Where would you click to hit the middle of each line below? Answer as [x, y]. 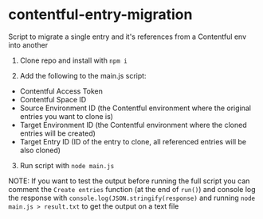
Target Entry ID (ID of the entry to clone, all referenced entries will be [133, 141]
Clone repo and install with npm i [73, 60]
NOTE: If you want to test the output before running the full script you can [129, 181]
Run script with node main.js [67, 165]
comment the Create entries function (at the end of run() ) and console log [132, 189]
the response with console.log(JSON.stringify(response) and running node [132, 198]
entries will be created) [57, 133]
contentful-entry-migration [100, 15]
